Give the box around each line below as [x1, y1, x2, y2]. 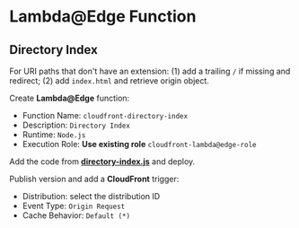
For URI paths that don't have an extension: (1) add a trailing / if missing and [9, 66, 291, 76]
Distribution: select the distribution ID [22, 191, 161, 201]
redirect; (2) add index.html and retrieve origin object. [9, 75, 209, 86]
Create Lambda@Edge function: [9, 92, 130, 103]
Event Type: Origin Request [22, 200, 126, 211]
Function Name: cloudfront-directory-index [22, 110, 189, 120]
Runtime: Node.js [22, 129, 86, 140]
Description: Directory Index [22, 119, 130, 130]
